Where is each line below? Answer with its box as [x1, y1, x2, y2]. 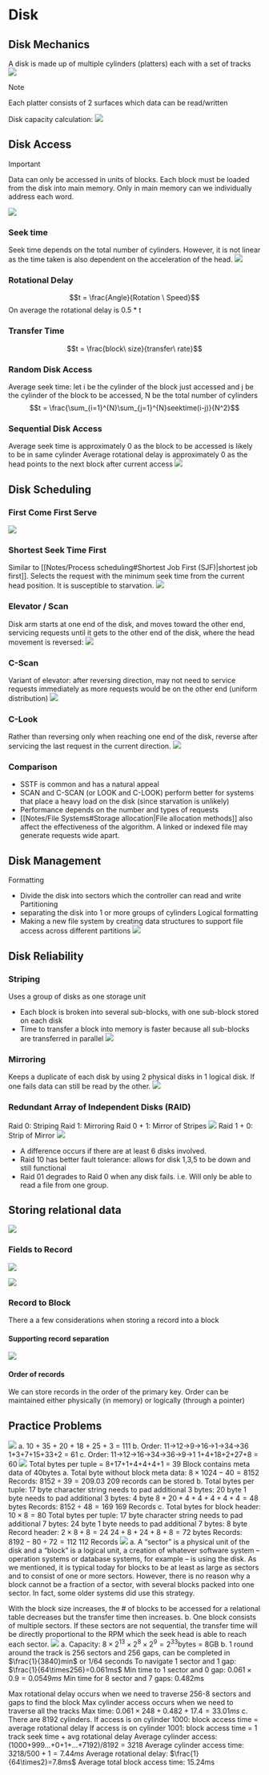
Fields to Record [8, 1244, 73, 1256]
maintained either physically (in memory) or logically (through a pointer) [8, 1395, 246, 1406]
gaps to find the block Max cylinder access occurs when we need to [8, 1697, 234, 1707]
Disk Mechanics [8, 38, 90, 51]
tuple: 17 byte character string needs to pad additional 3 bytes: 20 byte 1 [8, 1485, 247, 1495]
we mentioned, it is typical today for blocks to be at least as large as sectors [8, 1563, 259, 1573]
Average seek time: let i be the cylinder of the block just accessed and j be [8, 382, 254, 391]
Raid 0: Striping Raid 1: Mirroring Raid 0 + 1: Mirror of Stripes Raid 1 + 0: [8, 1121, 254, 1130]
